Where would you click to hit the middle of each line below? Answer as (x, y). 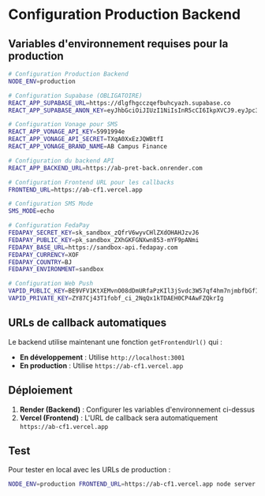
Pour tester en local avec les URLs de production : (90, 470)
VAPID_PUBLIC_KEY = (38, 291)
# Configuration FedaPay (49, 226)
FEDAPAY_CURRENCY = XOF (44, 255)
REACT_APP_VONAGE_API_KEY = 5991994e (67, 132)
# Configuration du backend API (61, 160)
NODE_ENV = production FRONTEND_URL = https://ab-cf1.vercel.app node (119, 484)
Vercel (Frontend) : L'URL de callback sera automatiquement (119, 418)
